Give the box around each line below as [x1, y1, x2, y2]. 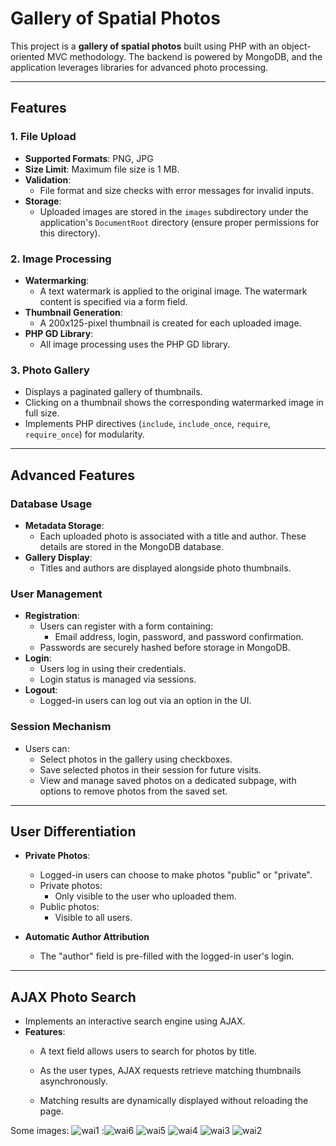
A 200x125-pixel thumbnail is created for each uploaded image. [39, 317, 302, 329]
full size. [24, 407, 60, 419]
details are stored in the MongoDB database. [39, 540, 225, 552]
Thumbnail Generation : [24, 306, 123, 318]
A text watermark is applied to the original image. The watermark [39, 285, 308, 297]
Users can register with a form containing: [39, 620, 214, 632]
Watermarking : [24, 274, 90, 286]
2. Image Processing [10, 252, 112, 266]
